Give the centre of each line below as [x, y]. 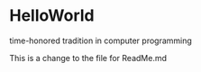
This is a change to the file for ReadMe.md [88, 58]
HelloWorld [52, 16]
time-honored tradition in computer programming [100, 40]
